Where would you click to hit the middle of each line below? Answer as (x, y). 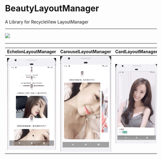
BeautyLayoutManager (52, 8)
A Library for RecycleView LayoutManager (47, 22)
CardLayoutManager (136, 52)
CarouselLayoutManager (86, 52)
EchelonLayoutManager (32, 52)
